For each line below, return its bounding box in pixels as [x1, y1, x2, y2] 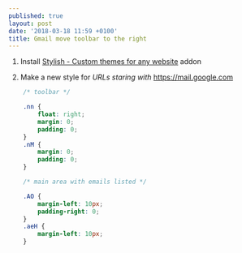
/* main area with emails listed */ [23, 178, 148, 186]
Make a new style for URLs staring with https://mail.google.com [19, 72, 234, 82]
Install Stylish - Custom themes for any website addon [19, 57, 201, 66]
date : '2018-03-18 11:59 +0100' [8, 27, 118, 35]
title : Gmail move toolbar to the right [8, 34, 148, 43]
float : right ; [37, 110, 85, 118]
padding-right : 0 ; [37, 208, 100, 216]
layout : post [8, 19, 53, 28]
